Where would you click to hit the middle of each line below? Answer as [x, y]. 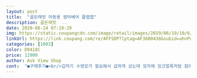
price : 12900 [22, 55]
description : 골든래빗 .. [37, 22]
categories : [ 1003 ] [30, 45]
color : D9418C [23, 50]
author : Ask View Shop [34, 60]
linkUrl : [17, 39]
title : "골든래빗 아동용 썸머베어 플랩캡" [51, 17]
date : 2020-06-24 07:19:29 [39, 28]
